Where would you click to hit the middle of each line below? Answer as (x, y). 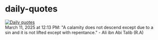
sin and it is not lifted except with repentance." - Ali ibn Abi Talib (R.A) (74, 32)
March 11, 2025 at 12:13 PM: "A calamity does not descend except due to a (79, 27)
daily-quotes (31, 9)
